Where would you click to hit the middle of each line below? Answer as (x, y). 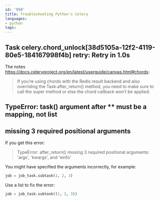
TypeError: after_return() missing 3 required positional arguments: (83, 152)
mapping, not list (31, 115)
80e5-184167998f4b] (38, 55)
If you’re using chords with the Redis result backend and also (78, 81)
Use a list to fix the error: (30, 185)
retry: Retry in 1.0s (101, 55)
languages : (16, 18)
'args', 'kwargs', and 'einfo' (44, 157)
